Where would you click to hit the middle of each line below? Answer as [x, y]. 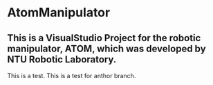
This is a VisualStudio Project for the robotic [104, 38]
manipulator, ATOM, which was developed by [106, 48]
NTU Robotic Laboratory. [62, 59]
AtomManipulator [59, 13]
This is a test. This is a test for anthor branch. [72, 76]
